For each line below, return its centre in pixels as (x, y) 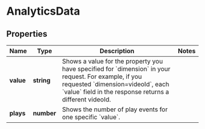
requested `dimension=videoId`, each (116, 84)
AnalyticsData (43, 11)
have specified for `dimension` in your (116, 69)
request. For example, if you (102, 76)
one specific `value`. (91, 117)
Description (117, 51)
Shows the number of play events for (115, 109)
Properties (27, 34)
